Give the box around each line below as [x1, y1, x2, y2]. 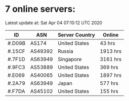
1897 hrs [99, 71, 122, 78]
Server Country [57, 31, 95, 38]
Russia [57, 48, 73, 55]
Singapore [57, 56, 82, 63]
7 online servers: [5, 3, 76, 15]
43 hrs [99, 39, 115, 46]
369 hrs [99, 64, 119, 70]
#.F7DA [7, 88, 26, 95]
